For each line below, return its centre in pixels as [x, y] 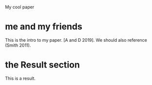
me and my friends [44, 27]
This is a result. [20, 78]
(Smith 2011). [18, 45]
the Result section [43, 65]
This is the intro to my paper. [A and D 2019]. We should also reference [76, 40]
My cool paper [20, 7]
